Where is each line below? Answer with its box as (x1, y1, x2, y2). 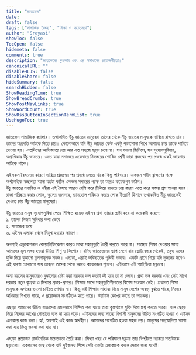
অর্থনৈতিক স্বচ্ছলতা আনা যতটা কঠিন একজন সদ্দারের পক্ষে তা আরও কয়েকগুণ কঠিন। (6, 178, 143, 185)
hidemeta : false (6, 47, 46, 53)
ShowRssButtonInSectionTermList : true (6, 112, 101, 118)
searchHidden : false (6, 85, 57, 91)
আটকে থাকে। (6, 160, 30, 167)
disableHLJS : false (6, 68, 54, 74)
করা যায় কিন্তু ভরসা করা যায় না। (6, 323, 60, 330)
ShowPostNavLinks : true (6, 101, 64, 107)
